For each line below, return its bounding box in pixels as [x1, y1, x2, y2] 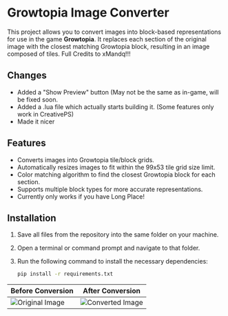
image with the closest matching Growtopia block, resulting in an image [7, 42, 210, 50]
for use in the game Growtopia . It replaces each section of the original [7, 34, 207, 43]
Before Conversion [10, 286, 74, 296]
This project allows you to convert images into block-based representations [7, 28, 222, 36]
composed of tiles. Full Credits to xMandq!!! [7, 50, 131, 58]
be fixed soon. [17, 95, 59, 103]
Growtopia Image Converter [7, 5, 170, 21]
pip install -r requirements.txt [17, 270, 114, 277]
